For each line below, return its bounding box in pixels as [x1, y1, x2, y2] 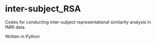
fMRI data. [5, 24, 26, 30]
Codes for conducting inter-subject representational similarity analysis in [5, 19, 151, 25]
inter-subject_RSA [5, 3, 81, 14]
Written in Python [5, 33, 40, 39]
